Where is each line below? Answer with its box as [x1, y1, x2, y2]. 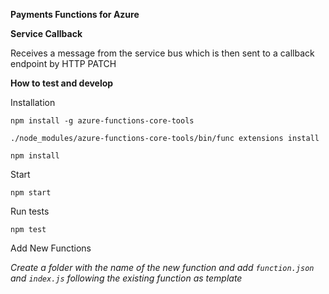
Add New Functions [10, 242, 92, 254]
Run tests [10, 205, 50, 217]
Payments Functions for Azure [10, 9, 140, 20]
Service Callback [10, 28, 83, 39]
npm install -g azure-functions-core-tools [10, 116, 195, 126]
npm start [10, 188, 52, 198]
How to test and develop [10, 77, 114, 89]
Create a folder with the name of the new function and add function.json [10, 262, 315, 273]
